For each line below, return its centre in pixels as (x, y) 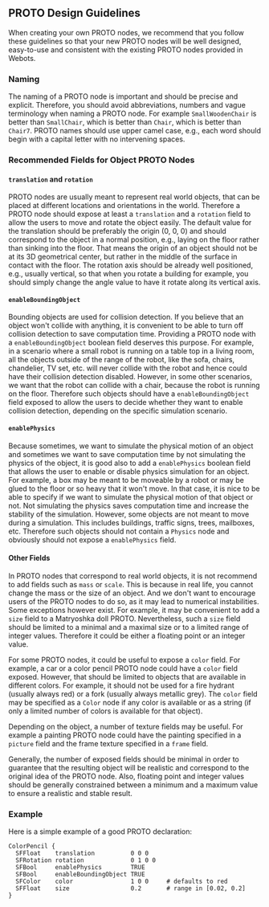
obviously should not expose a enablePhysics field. (92, 539)
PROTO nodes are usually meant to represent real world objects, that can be (134, 197)
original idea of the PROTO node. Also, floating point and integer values (126, 776)
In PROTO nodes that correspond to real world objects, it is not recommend (133, 576)
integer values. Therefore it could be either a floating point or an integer (127, 635)
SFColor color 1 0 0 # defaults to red (122, 882)
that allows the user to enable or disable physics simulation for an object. (129, 471)
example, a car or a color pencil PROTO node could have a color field (123, 668)
